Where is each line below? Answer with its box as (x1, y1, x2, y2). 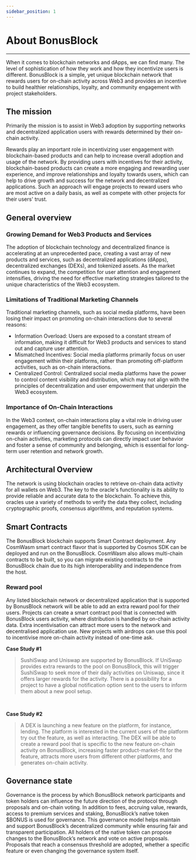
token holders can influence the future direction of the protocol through (6, 797, 178, 805)
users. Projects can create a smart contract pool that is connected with (6, 609, 177, 616)
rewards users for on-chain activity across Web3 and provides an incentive (6, 77, 187, 84)
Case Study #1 (6, 645, 42, 652)
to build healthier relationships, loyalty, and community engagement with (6, 83, 181, 91)
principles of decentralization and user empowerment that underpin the (14, 382, 187, 389)
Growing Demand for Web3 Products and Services (6, 230, 152, 238)
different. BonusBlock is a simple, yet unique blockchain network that (6, 71, 173, 78)
